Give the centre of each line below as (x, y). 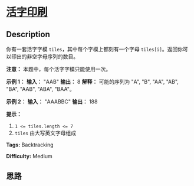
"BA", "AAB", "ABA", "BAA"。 (40, 89)
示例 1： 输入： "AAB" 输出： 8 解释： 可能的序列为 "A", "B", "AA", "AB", (92, 81)
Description (28, 34)
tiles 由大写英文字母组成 (45, 133)
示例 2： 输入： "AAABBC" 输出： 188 (52, 102)
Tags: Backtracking (30, 145)
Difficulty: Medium (29, 156)
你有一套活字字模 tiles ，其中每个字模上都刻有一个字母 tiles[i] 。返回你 (94, 49)
